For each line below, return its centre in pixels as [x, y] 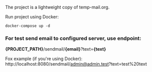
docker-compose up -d [28, 26]
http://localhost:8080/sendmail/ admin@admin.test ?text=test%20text [76, 64]
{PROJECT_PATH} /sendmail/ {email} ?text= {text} [56, 49]
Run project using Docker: [32, 17]
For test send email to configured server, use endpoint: [73, 38]
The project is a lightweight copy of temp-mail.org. [57, 7]
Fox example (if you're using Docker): [44, 59]
